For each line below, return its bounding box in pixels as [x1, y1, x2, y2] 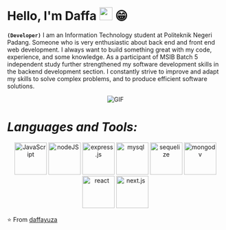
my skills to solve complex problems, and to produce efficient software [7, 74, 207, 82]
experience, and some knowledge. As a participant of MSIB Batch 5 [7, 52, 199, 61]
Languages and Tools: [7, 119, 138, 135]
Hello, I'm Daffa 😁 [7, 8, 128, 24]
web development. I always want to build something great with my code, [7, 45, 212, 54]
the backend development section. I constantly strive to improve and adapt [7, 67, 219, 76]
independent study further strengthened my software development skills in [7, 60, 219, 68]
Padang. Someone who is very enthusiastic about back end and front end [7, 38, 215, 46]
